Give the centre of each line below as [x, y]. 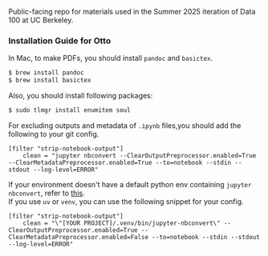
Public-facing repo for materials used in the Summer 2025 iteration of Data [132, 12]
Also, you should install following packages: [81, 96]
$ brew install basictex [50, 80]
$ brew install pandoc [46, 73]
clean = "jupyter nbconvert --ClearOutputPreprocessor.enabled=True [140, 155]
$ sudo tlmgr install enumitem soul [69, 110]
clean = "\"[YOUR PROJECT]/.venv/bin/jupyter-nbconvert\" [122, 223]
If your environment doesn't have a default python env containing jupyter [130, 184]
